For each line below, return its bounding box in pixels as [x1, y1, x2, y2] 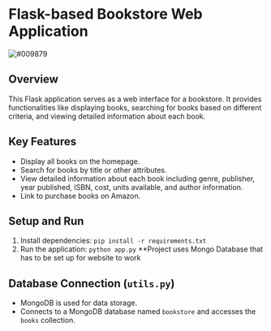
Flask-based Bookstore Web [8, 5, 203, 24]
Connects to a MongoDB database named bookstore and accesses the [19, 307, 256, 316]
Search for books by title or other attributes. [19, 165, 168, 174]
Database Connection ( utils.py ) [8, 277, 175, 290]
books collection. [19, 316, 75, 325]
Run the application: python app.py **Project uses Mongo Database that [19, 244, 264, 254]
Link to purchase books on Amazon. [19, 191, 141, 200]
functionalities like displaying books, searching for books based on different [8, 102, 262, 112]
